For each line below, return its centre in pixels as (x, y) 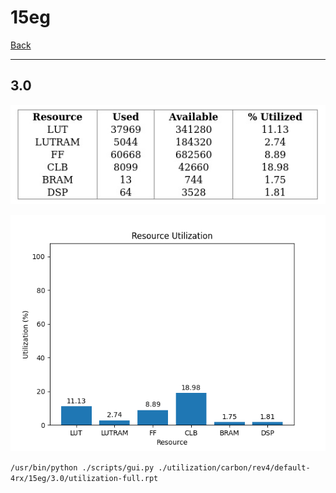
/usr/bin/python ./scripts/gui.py (82, 468)
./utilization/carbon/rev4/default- (234, 468)
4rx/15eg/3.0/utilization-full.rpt (84, 479)
